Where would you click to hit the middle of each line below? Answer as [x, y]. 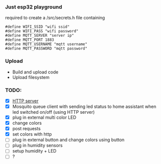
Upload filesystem [31, 77]
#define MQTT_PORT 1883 [30, 40]
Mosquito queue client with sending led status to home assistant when [84, 106]
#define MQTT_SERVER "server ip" [40, 36]
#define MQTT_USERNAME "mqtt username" [46, 44]
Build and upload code [35, 72]
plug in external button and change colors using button [68, 140]
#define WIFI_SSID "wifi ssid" [37, 27]
